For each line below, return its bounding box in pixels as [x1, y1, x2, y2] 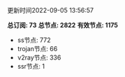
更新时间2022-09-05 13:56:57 [7, 6, 94, 14]
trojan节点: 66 [17, 45, 58, 52]
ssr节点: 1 [17, 62, 45, 70]
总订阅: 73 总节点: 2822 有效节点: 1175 [7, 21, 119, 29]
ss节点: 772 [17, 36, 51, 44]
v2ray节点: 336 [17, 53, 61, 62]
